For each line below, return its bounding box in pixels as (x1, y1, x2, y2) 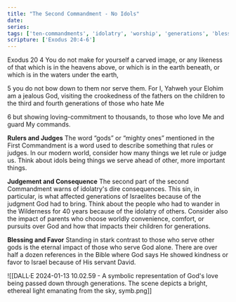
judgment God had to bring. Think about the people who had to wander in (7, 199, 221, 208)
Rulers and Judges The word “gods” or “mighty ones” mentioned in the (7, 134, 215, 143)
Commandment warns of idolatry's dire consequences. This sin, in (7, 185, 199, 193)
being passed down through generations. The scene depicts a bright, (7, 279, 208, 288)
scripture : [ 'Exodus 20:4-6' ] (7, 37, 96, 44)
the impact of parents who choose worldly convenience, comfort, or (7, 215, 204, 223)
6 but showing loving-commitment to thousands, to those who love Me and (7, 113, 225, 122)
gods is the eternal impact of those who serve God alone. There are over (7, 243, 218, 251)
